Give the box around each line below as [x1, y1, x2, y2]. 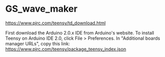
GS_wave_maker [5, 3, 78, 15]
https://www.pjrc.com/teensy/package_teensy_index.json [5, 46, 127, 52]
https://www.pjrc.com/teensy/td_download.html [5, 20, 106, 26]
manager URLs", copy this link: [5, 40, 70, 46]
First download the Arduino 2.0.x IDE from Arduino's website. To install [5, 30, 155, 36]
